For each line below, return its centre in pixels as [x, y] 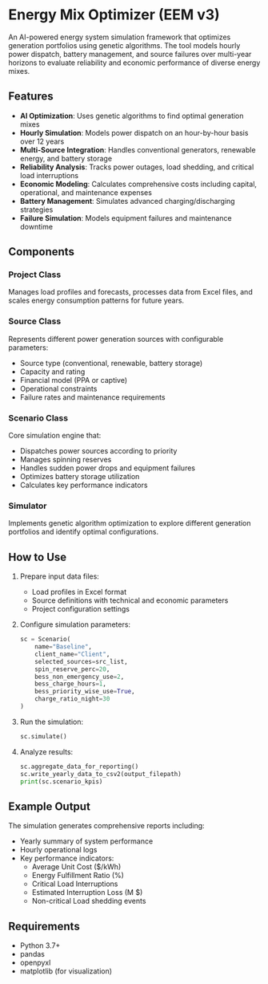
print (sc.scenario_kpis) [61, 781]
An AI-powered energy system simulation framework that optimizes [120, 37]
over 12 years [42, 141]
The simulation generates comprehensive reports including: [107, 826]
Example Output [49, 806]
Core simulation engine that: [55, 436]
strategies [36, 209]
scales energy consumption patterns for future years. [96, 301]
